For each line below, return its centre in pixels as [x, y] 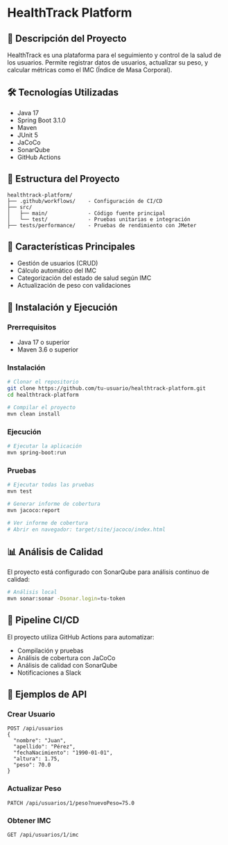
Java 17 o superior [43, 343]
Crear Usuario [31, 714]
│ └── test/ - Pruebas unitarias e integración [99, 219]
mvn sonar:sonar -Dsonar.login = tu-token [67, 599]
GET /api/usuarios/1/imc [43, 835]
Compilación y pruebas [50, 650]
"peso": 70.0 [32, 765]
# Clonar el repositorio [43, 382]
